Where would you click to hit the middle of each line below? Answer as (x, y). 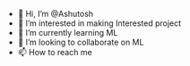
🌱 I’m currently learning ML (68, 33)
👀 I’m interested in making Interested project (99, 23)
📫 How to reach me (55, 52)
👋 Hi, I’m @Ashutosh (56, 14)
